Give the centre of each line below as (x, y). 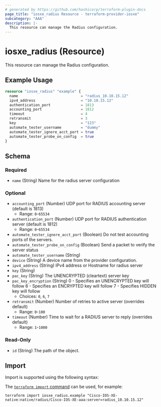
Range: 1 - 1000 (33, 327)
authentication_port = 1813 (52, 105)
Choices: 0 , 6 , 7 (34, 296)
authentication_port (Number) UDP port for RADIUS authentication (79, 219)
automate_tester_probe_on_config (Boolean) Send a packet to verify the (83, 245)
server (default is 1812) (35, 224)
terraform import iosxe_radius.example (45, 396)
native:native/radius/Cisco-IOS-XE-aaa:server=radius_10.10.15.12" (74, 400)
